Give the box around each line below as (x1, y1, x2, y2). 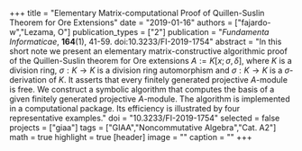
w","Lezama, (9, 27, 56, 37)
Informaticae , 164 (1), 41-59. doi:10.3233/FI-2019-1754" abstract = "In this (9, 36, 282, 47)
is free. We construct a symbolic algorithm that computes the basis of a (9, 84, 275, 94)
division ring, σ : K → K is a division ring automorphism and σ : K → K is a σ (9, 65, 290, 75)
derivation (9, 75, 47, 84)
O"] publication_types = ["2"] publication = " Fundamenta (57, 27, 270, 37)
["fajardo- (233, 17, 272, 28)
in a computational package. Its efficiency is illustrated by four (9, 103, 241, 113)
